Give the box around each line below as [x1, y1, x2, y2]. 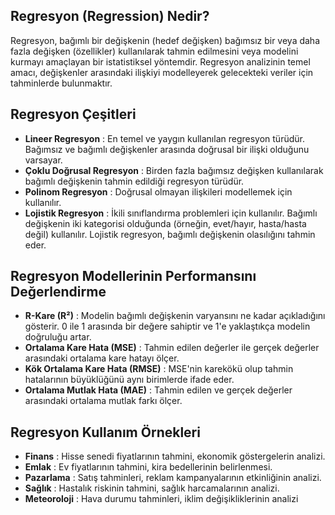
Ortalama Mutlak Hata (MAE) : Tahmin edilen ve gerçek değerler [24, 384, 293, 396]
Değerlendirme [10, 284, 107, 301]
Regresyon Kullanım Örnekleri [10, 424, 201, 441]
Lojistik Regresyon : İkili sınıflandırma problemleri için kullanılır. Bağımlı [24, 207, 318, 219]
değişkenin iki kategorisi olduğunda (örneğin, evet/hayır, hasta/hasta [24, 217, 307, 229]
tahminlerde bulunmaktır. [10, 77, 113, 89]
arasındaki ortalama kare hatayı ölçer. [24, 352, 180, 364]
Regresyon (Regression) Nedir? [10, 8, 210, 25]
